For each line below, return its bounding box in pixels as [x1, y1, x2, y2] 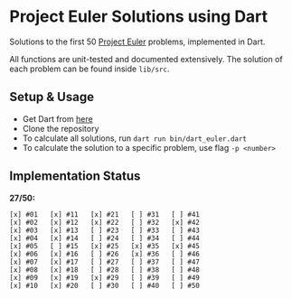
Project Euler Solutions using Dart [9, 6, 268, 27]
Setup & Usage [9, 89, 95, 105]
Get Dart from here [22, 113, 93, 124]
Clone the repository [22, 123, 99, 134]
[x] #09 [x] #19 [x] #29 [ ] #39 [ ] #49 [9, 273, 201, 282]
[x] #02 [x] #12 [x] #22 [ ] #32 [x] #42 [9, 218, 201, 227]
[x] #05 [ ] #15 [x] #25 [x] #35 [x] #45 [9, 241, 201, 250]
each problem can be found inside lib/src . [9, 63, 170, 74]
